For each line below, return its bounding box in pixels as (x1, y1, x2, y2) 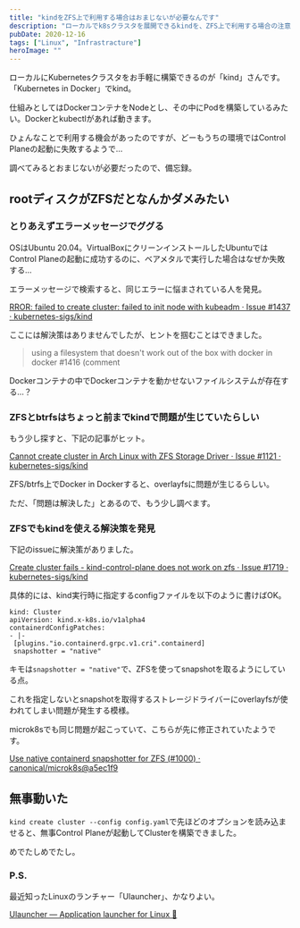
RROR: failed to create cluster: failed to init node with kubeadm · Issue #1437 (9, 301, 291, 312)
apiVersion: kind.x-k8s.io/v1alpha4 (9, 616, 146, 625)
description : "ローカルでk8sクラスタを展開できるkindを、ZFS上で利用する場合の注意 (9, 21, 292, 30)
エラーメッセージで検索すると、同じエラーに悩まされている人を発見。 (9, 283, 267, 294)
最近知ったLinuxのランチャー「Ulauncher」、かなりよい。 (9, 890, 221, 901)
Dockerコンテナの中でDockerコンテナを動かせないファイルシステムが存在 (9, 375, 281, 385)
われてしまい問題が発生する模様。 (9, 705, 134, 716)
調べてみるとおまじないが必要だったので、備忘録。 (9, 163, 196, 173)
